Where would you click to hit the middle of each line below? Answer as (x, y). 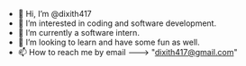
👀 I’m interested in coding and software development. (117, 23)
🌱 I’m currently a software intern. (78, 33)
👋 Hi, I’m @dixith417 (55, 14)
